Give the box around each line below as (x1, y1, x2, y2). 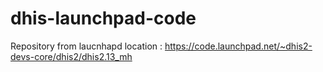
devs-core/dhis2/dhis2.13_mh (10, 50, 133, 62)
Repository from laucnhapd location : (10, 40, 163, 52)
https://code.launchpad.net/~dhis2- (164, 40, 313, 52)
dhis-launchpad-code (10, 7, 197, 30)
